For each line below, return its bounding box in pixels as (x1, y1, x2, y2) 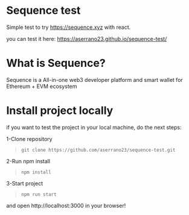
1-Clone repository (6, 135, 53, 142)
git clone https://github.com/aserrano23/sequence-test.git (21, 147, 176, 153)
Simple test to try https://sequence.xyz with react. (6, 23, 131, 31)
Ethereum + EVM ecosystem (6, 83, 77, 90)
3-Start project (6, 179, 43, 187)
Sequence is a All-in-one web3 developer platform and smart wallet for (6, 76, 183, 83)
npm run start (21, 191, 57, 198)
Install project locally (6, 104, 114, 117)
